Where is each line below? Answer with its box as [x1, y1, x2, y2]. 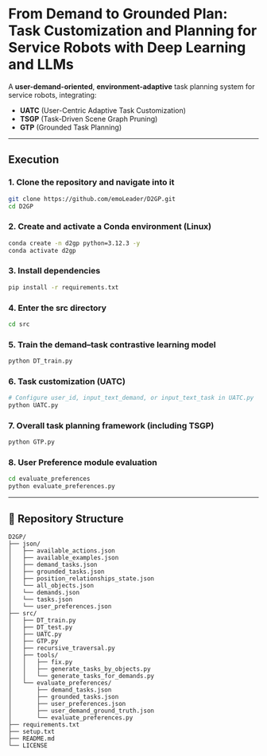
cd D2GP [8, 202, 34, 211]
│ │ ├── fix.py [8, 658, 73, 666]
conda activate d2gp [8, 246, 77, 254]
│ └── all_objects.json [8, 582, 94, 590]
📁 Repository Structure [8, 512, 124, 525]
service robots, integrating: [8, 90, 97, 99]
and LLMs [8, 56, 74, 74]
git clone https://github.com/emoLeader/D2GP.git [8, 195, 176, 203]
